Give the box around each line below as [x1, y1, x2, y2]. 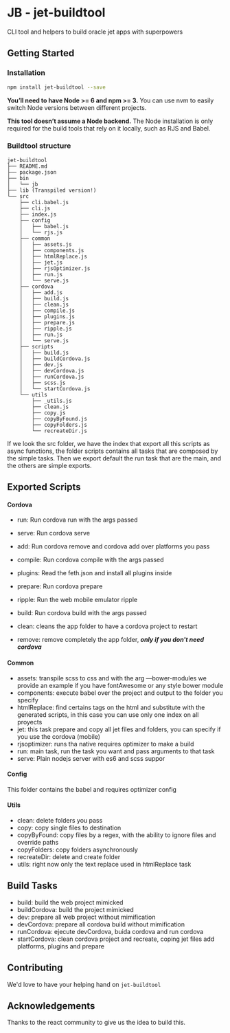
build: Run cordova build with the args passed [16, 609, 147, 617]
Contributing [7, 962, 63, 974]
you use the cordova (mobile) [16, 732, 101, 740]
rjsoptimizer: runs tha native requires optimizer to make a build [16, 740, 194, 748]
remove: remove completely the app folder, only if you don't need [16, 636, 205, 644]
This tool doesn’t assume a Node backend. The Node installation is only [7, 117, 214, 125]
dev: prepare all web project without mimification [16, 913, 156, 921]
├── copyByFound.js [32, 415, 88, 422]
